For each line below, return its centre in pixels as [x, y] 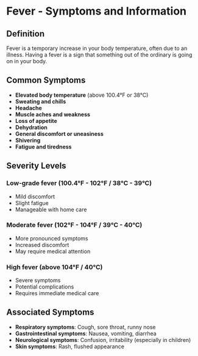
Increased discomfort [42, 245]
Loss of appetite [36, 120]
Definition [25, 34]
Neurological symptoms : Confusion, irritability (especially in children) [103, 340]
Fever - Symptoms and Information [97, 11]
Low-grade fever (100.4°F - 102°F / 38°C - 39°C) [79, 183]
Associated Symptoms [50, 312]
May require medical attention [53, 251]
